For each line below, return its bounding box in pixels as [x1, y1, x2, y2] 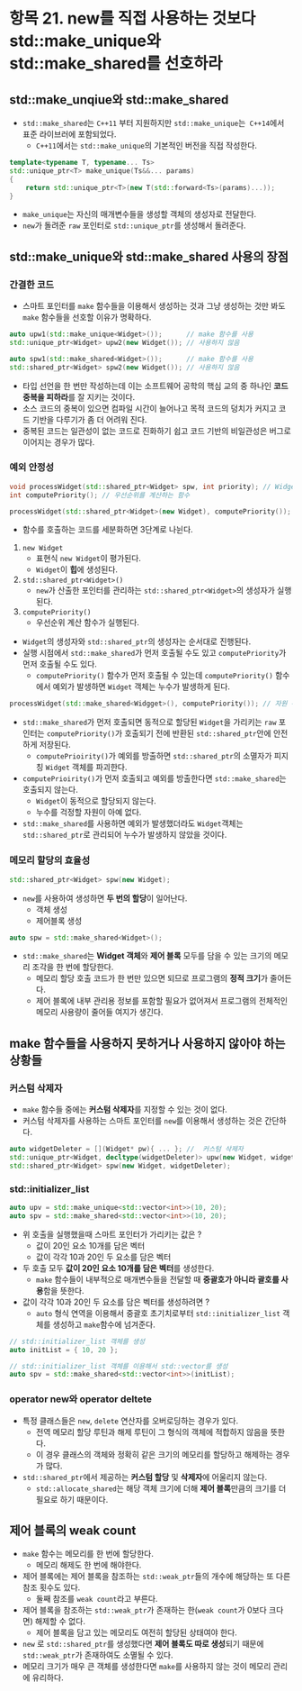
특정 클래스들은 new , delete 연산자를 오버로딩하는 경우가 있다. [22, 1415, 239, 1426]
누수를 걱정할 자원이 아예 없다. [35, 807, 142, 818]
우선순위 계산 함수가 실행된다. [35, 617, 139, 628]
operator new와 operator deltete [9, 1393, 153, 1405]
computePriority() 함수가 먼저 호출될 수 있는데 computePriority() [35, 670, 274, 681]
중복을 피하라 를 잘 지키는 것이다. [22, 391, 136, 402]
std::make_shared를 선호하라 [9, 53, 223, 74]
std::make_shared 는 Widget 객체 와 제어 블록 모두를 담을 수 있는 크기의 [22, 950, 272, 961]
